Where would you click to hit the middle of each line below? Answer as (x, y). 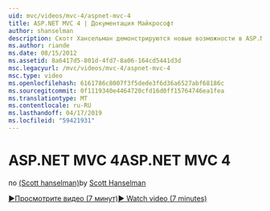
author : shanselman (41, 31)
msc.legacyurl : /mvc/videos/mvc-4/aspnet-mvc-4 (90, 68)
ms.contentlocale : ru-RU (50, 105)
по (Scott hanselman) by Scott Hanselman (77, 183)
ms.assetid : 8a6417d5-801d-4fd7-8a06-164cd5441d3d (95, 61)
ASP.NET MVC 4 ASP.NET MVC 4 (120, 161)
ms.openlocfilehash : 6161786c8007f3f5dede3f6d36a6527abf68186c (117, 83)
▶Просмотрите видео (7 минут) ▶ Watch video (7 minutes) (108, 198)
